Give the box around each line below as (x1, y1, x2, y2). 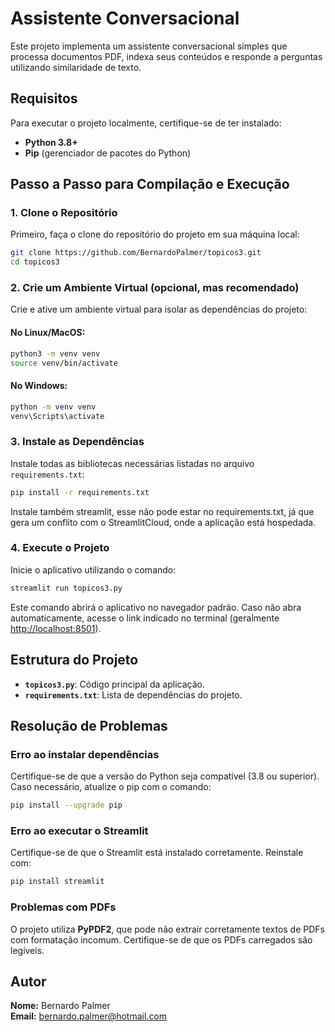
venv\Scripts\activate (10, 411, 105, 421)
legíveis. (10, 944, 45, 956)
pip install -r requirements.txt (10, 487, 150, 497)
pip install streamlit (10, 877, 105, 887)
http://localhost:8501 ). (10, 622, 102, 634)
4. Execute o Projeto (10, 541, 110, 555)
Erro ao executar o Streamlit (10, 824, 149, 838)
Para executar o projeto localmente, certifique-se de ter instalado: (10, 117, 282, 129)
